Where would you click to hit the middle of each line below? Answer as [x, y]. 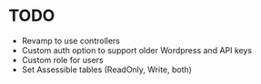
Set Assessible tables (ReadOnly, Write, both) [107, 70]
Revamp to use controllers [70, 41]
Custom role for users [62, 60]
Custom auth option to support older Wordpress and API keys [136, 50]
